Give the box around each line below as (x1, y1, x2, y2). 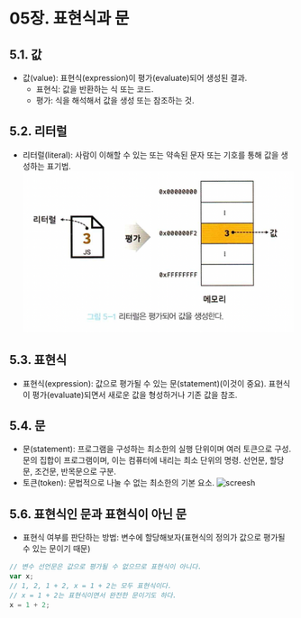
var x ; (9, 572, 34, 581)
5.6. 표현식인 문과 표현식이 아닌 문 (9, 506, 187, 522)
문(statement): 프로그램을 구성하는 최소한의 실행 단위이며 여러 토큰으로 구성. (22, 443, 291, 455)
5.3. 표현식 (9, 352, 68, 368)
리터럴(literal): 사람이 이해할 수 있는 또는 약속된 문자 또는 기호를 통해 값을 (22, 150, 279, 160)
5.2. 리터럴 (9, 123, 68, 140)
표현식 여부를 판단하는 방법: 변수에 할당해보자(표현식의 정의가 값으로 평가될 (22, 532, 286, 543)
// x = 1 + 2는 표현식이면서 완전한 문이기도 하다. (9, 591, 178, 600)
